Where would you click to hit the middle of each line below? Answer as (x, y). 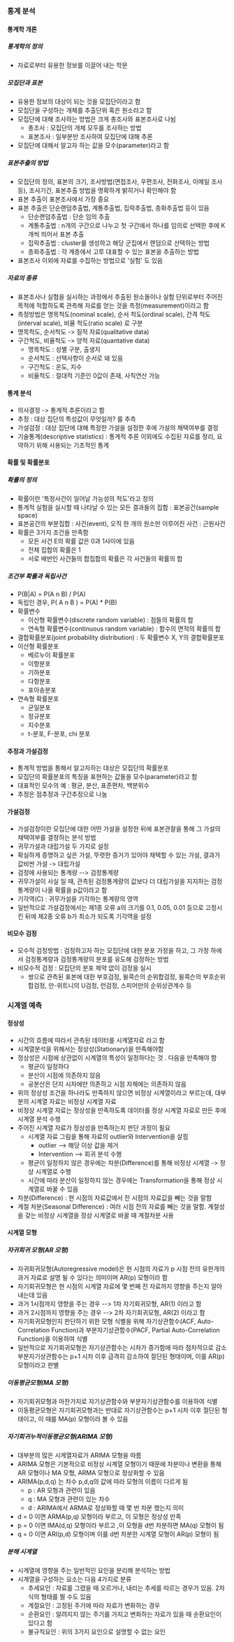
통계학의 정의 (25, 46)
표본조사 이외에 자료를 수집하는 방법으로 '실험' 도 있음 (90, 261)
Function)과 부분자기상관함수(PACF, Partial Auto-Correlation (136, 1330)
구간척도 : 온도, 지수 (55, 367)
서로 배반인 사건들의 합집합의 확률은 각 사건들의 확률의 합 (105, 559)
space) (28, 516)
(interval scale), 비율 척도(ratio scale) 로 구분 (80, 323)
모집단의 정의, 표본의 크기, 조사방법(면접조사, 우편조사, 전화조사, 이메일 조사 (120, 182)
